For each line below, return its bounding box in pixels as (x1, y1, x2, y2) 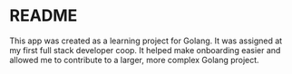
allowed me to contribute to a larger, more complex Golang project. (9, 54, 260, 65)
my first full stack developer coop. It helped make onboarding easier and (9, 44, 281, 55)
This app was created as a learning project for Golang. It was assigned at (9, 35, 283, 46)
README (9, 5, 78, 26)
